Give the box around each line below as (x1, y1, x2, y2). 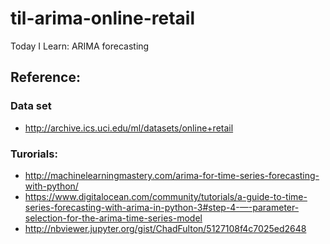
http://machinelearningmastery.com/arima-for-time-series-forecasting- (24, 169, 320, 181)
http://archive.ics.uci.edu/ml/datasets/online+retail (24, 122, 234, 134)
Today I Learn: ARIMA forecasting (10, 40, 150, 52)
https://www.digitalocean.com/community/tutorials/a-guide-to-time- (24, 190, 308, 202)
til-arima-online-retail (10, 7, 196, 30)
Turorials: (10, 147, 58, 161)
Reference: (10, 69, 81, 86)
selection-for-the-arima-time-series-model (24, 212, 203, 224)
